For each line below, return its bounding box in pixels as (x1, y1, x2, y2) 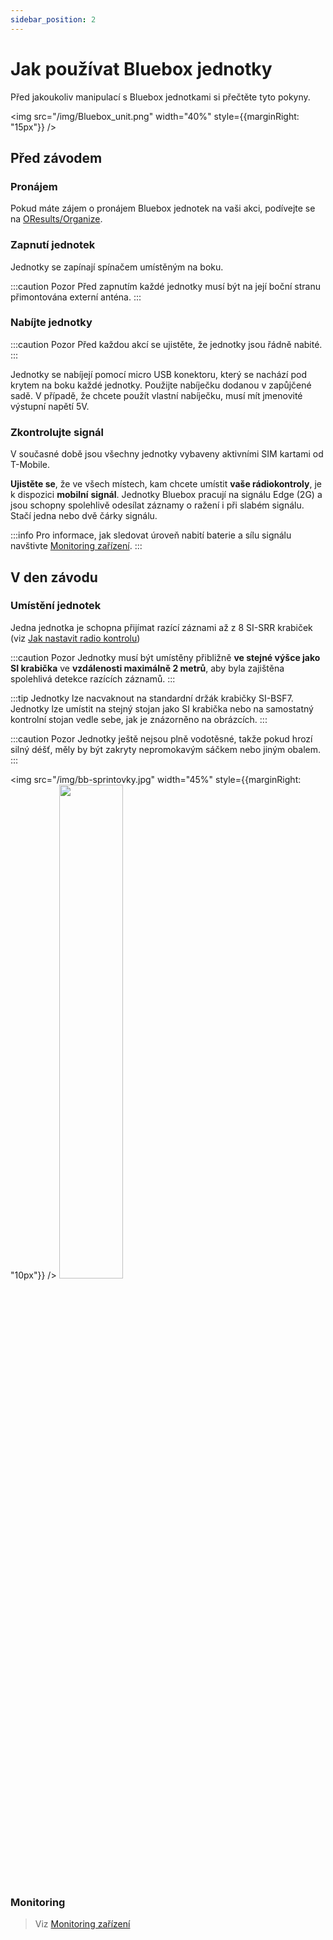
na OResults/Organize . (10, 213, 103, 225)
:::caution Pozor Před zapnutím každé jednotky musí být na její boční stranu (10, 280, 321, 292)
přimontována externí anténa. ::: (10, 291, 142, 303)
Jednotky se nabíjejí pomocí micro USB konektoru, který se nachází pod (10, 368, 307, 380)
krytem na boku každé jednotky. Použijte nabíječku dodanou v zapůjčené (10, 379, 312, 391)
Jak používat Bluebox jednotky (10, 57, 273, 80)
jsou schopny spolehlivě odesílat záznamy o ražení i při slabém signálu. (10, 499, 305, 511)
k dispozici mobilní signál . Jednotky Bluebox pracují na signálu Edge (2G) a (10, 489, 323, 501)
